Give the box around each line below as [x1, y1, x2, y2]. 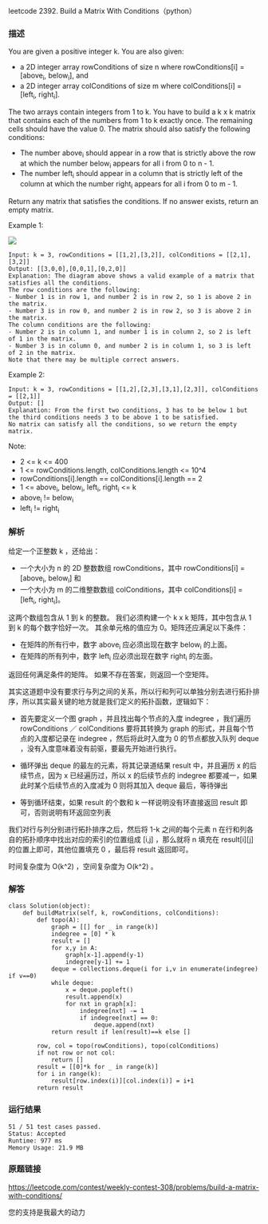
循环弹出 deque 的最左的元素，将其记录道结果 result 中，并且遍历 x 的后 [19, 760, 257, 770]
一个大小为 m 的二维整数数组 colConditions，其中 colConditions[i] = [19, 584, 243, 594]
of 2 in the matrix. [8, 349, 77, 357]
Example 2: [8, 370, 45, 380]
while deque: [50, 979, 94, 987]
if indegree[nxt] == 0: [79, 1014, 159, 1023]
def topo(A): [37, 916, 81, 924]
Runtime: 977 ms [8, 1137, 62, 1145]
